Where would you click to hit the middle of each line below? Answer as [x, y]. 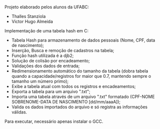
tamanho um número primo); [40, 81]
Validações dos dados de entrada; [46, 66]
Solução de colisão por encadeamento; [51, 61]
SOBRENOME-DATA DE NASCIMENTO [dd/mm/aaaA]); [66, 102]
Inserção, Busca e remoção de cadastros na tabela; [63, 50]
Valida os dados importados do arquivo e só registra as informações [80, 107]
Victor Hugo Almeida [32, 21]
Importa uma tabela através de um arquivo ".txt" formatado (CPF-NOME [83, 97]
